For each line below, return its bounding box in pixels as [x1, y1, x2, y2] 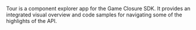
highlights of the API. [6, 18, 57, 24]
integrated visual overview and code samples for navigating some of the [6, 11, 182, 18]
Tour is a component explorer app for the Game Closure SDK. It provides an [6, 5, 191, 12]
